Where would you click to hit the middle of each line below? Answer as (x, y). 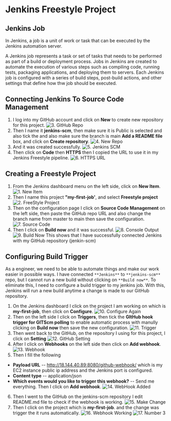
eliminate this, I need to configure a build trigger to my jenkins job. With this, (85, 285)
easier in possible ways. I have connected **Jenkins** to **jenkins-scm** (83, 275)
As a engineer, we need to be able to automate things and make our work (82, 269)
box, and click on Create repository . (51, 141)
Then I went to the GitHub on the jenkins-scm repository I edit (78, 397)
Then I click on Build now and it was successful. (64, 229)
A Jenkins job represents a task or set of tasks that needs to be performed (84, 56)
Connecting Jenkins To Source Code (65, 99)
